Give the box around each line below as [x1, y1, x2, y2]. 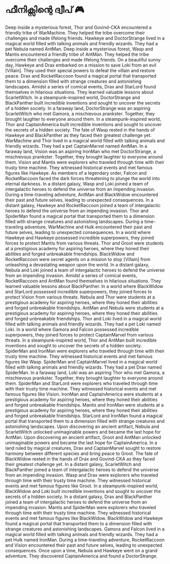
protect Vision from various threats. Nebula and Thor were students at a [5, 294, 155, 300]
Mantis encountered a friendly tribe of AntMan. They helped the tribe [5, 51, 149, 57]
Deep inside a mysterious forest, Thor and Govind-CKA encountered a [5, 24, 152, 30]
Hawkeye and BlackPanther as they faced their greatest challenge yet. [5, 132, 152, 138]
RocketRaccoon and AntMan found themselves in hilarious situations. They [5, 278, 161, 284]
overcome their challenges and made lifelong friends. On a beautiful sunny [5, 56, 161, 62]
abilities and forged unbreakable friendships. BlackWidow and [5, 251, 135, 257]
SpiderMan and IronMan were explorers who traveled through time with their [5, 348, 165, 354]
